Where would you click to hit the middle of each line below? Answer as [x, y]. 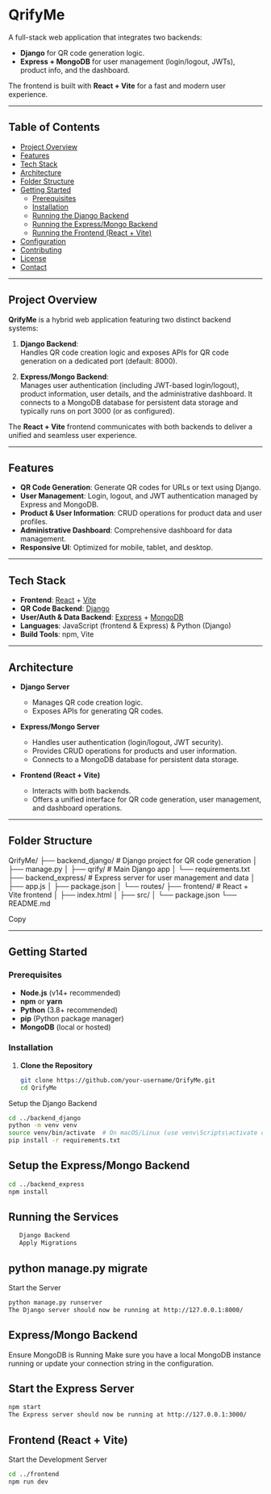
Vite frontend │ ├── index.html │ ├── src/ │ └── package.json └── [123, 894]
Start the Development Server [58, 1459]
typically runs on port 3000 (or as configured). [97, 410]
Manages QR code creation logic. [88, 702]
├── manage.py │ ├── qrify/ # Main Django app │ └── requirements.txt [129, 869]
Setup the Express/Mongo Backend [99, 1166]
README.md [29, 903]
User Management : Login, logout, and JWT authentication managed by [139, 496]
